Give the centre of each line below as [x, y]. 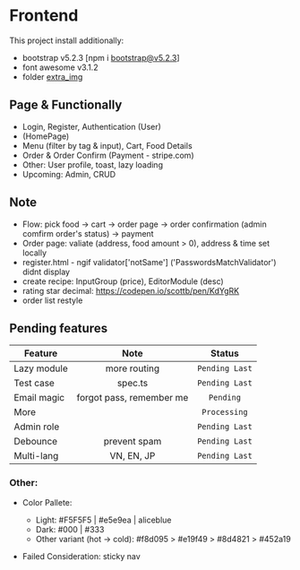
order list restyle [52, 300]
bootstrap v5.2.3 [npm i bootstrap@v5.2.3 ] [101, 57]
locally [34, 253]
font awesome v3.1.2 [60, 67]
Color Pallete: [47, 502]
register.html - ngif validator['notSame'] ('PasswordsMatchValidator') [149, 262]
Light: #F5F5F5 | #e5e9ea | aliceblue [103, 520]
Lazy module [41, 368]
